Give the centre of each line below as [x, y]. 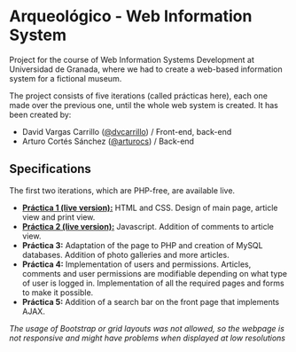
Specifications [50, 169]
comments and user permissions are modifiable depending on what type [155, 273]
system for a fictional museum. [66, 78]
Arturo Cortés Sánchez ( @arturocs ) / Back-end [108, 141]
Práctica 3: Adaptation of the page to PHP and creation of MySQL [142, 245]
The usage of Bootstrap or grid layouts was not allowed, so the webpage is [147, 328]
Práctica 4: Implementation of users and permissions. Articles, [136, 264]
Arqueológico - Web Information [131, 16]
